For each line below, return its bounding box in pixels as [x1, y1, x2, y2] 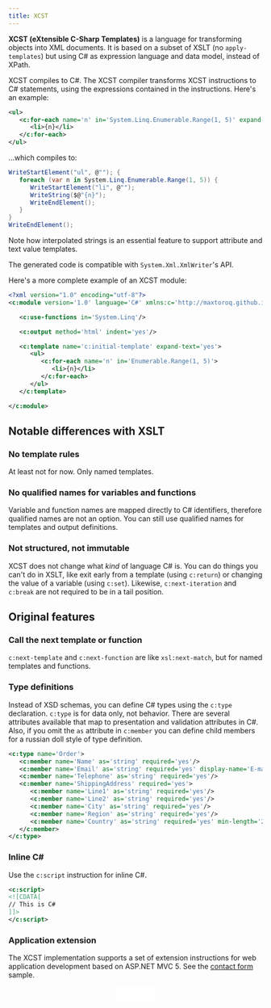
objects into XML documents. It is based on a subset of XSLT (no [8, 42, 224, 52]
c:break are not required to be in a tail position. [8, 586, 164, 596]
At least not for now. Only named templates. [8, 467, 154, 477]
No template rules [8, 448, 80, 460]
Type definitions [8, 682, 74, 693]
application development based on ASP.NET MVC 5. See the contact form [8, 962, 254, 972]
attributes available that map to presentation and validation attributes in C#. [8, 716, 259, 727]
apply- [225, 44, 248, 52]
